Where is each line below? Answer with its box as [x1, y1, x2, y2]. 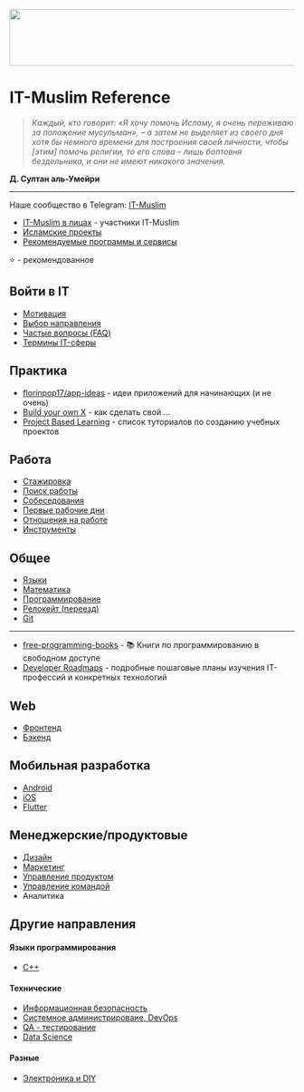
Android [22, 782, 52, 793]
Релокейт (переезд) [22, 604, 100, 614]
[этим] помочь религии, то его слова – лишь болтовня [31, 146, 242, 157]
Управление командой [22, 880, 110, 892]
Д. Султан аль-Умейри [9, 173, 100, 184]
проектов [22, 426, 60, 437]
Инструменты [22, 524, 77, 535]
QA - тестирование [22, 1022, 97, 1033]
